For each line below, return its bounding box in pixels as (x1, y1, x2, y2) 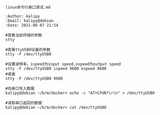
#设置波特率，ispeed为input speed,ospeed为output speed (5, 62, 121, 67)
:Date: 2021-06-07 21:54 (5, 23, 58, 28)
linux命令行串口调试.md (5, 5, 51, 10)
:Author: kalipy (5, 14, 40, 19)
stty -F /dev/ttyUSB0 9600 (5, 76, 63, 81)
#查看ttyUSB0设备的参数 (5, 47, 51, 52)
